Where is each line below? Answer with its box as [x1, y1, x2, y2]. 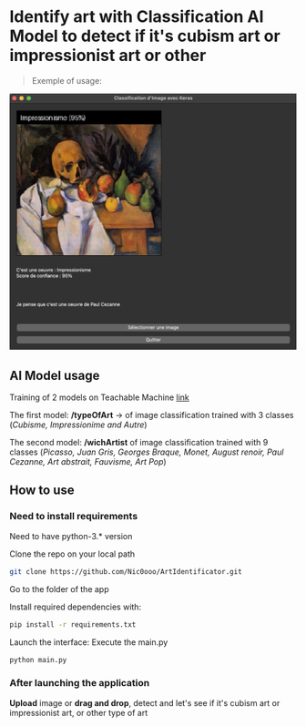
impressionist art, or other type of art [9, 707, 148, 718]
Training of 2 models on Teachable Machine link [9, 392, 189, 403]
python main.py [9, 655, 67, 664]
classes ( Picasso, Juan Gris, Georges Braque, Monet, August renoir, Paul [9, 446, 284, 457]
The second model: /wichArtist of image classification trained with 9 [9, 437, 269, 448]
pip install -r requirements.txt [9, 619, 137, 630]
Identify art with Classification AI [9, 6, 264, 27]
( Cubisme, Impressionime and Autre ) [9, 419, 148, 430]
